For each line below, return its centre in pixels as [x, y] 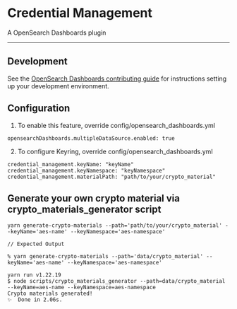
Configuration [39, 109]
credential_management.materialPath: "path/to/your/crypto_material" [112, 177]
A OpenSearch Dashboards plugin [57, 33]
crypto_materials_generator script [84, 209]
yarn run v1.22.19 [34, 275]
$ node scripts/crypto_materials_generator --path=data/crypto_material [116, 281]
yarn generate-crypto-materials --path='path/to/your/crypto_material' [115, 226]
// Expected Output [36, 244]
